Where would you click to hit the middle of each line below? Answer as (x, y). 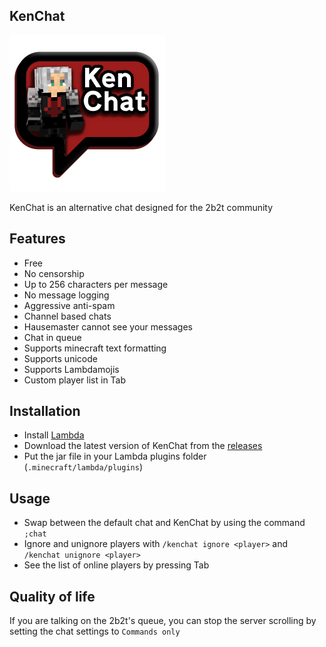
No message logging (66, 295)
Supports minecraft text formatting (95, 348)
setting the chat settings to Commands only (95, 631)
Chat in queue (52, 337)
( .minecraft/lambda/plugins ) (83, 467)
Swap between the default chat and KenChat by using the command (164, 523)
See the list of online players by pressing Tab (116, 565)
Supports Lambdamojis (71, 369)
